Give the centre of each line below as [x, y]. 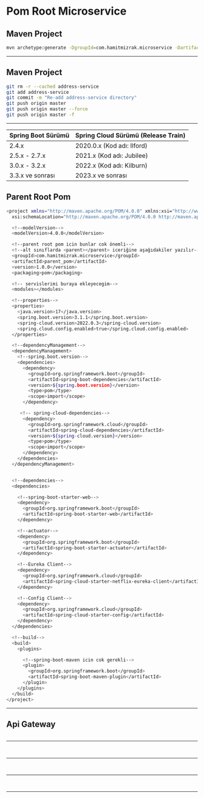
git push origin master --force [47, 109]
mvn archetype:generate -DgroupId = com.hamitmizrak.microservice [89, 48]
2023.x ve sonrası [101, 175]
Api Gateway [31, 724]
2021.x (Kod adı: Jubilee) [111, 155]
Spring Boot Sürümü [39, 135]
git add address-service [38, 92]
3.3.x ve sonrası [32, 175]
